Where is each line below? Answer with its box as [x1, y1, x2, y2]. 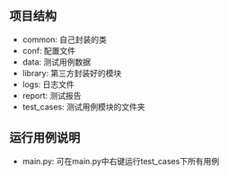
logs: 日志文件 [22, 79, 75, 90]
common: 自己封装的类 [22, 34, 108, 45]
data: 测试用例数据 [22, 57, 92, 67]
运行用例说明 [9, 130, 81, 145]
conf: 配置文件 [22, 45, 76, 56]
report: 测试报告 [22, 90, 83, 101]
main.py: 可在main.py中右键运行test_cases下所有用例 [22, 155, 220, 166]
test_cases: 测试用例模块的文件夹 [22, 101, 145, 112]
